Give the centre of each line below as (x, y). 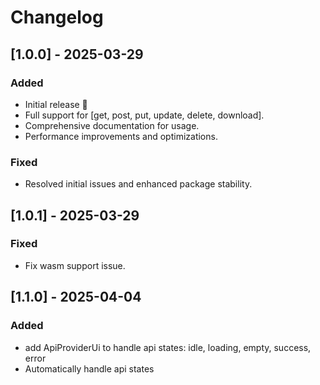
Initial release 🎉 (56, 104)
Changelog (57, 17)
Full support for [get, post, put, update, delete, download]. (144, 115)
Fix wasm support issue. (75, 265)
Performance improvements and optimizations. (121, 136)
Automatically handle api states (89, 368)
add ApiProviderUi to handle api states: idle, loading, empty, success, (168, 347)
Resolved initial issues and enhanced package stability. (138, 184)
